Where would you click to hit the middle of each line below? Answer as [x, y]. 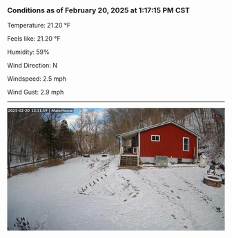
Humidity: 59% [28, 52]
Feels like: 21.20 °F [34, 39]
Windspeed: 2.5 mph [37, 79]
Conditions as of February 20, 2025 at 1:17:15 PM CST [99, 10]
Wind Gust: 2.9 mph [36, 92]
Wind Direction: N [32, 66]
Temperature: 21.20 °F [39, 26]
